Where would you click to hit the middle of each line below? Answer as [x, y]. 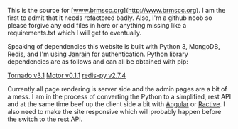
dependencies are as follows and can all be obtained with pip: [98, 62]
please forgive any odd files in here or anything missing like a [97, 25]
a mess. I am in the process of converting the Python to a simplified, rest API [119, 96]
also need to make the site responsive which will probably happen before [114, 112]
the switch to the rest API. [45, 119]
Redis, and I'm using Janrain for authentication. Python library [98, 54]
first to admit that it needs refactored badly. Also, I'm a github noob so [110, 18]
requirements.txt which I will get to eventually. [75, 33]
